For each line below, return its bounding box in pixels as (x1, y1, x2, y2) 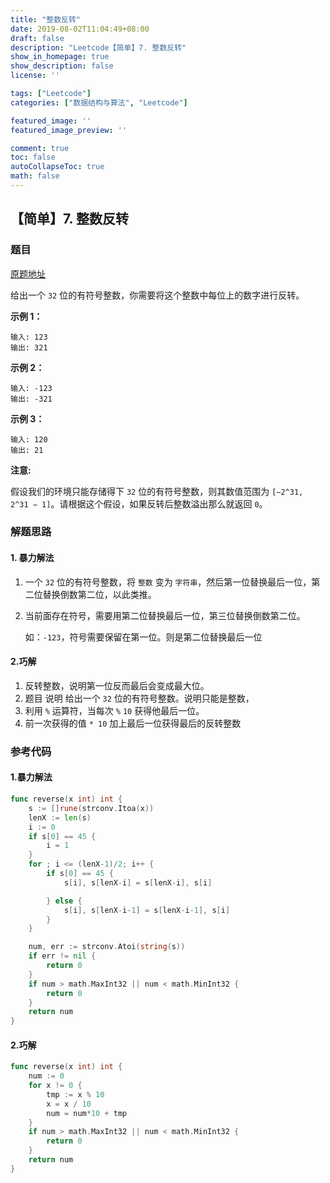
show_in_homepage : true (10, 52, 110, 62)
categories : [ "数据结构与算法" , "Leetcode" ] (10, 97, 188, 108)
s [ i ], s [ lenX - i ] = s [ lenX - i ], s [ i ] (63, 877, 213, 888)
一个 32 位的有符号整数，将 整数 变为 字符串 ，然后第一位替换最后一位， (24, 576, 312, 588)
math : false (10, 171, 60, 181)
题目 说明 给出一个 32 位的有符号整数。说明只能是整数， (24, 692, 255, 704)
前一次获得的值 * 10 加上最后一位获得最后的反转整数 (24, 717, 242, 729)
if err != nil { (28, 951, 97, 961)
